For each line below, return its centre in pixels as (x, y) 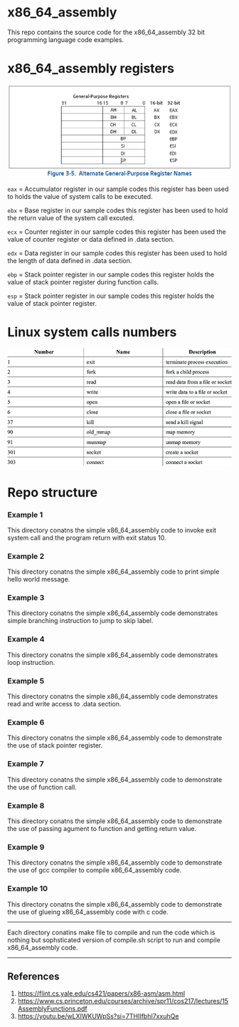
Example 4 (26, 639)
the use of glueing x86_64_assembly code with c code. (88, 912)
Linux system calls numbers (92, 332)
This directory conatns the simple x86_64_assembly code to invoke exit (112, 530)
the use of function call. (42, 787)
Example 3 (26, 598)
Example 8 (26, 805)
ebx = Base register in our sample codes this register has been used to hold (118, 210)
